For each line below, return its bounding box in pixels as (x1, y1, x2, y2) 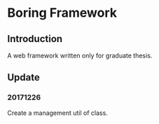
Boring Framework (7, 5, 118, 21)
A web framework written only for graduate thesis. (7, 51, 153, 60)
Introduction (7, 33, 63, 45)
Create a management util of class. (7, 109, 109, 117)
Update (7, 71, 41, 83)
